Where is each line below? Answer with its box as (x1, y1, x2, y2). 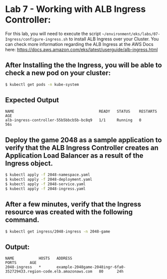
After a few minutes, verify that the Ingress (5, 200, 142, 209)
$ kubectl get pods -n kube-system (5, 82, 79, 87)
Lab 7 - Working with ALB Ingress (5, 3, 146, 15)
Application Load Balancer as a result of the (5, 151, 144, 160)
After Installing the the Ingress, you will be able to (5, 61, 162, 69)
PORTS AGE (5, 261, 37, 266)
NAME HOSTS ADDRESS (5, 256, 72, 261)
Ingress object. (5, 159, 53, 168)
